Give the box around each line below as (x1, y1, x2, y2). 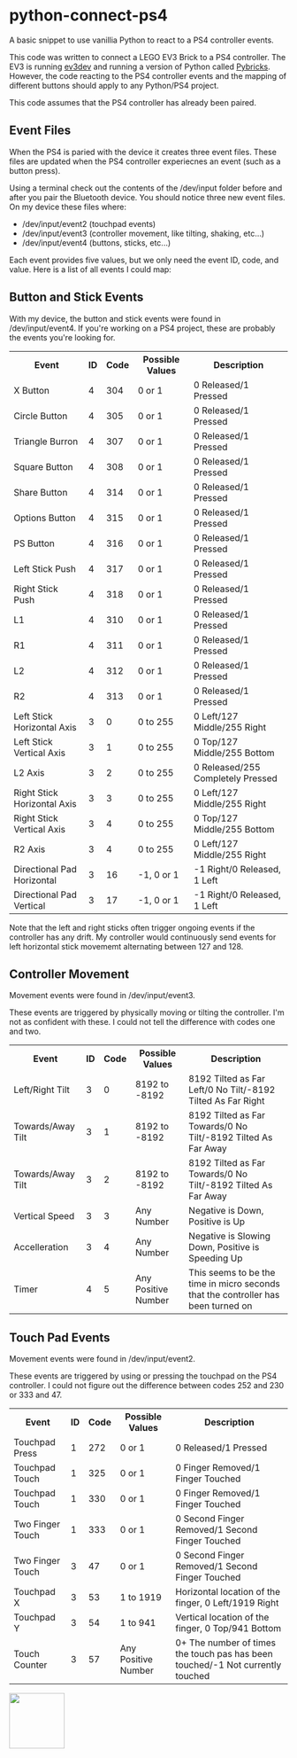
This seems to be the (188, 1267, 276, 1279)
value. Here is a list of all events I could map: (9, 263, 172, 275)
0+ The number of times (175, 1637, 277, 1649)
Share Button (13, 486, 68, 498)
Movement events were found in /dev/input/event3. (9, 990, 196, 1001)
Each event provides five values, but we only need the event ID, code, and (9, 254, 279, 265)
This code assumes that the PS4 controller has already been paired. (9, 97, 256, 107)
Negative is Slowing (188, 1230, 271, 1242)
